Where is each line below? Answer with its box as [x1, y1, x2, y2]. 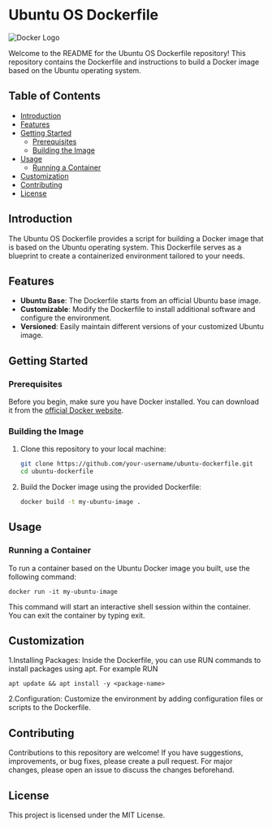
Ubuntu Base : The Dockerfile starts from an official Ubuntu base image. [19, 296, 261, 306]
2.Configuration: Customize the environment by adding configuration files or [8, 694, 264, 704]
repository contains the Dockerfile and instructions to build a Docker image [8, 57, 260, 67]
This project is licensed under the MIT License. [8, 810, 166, 820]
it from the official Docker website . [8, 405, 124, 415]
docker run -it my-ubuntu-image [8, 587, 118, 596]
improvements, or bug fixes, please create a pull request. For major [8, 756, 233, 766]
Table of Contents [8, 89, 101, 103]
